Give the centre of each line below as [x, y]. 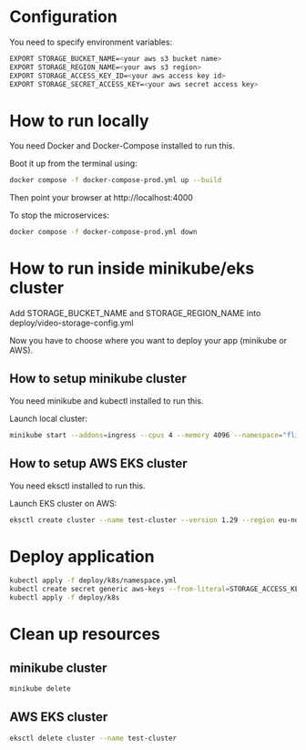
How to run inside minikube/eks [132, 268]
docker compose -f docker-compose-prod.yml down [103, 232]
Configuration [64, 17]
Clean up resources [85, 634]
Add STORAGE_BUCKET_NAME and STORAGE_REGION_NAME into [135, 313]
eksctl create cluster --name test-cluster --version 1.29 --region [142, 520]
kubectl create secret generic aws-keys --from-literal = [120, 590]
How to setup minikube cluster [98, 379]
